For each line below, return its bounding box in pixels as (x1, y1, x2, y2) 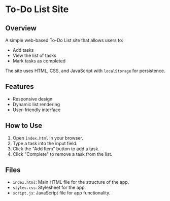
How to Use (5, 121, 43, 130)
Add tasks (12, 47, 34, 53)
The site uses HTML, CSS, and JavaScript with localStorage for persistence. (5, 68, 165, 74)
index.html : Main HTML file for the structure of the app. (12, 179, 129, 185)
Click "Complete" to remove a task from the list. (12, 151, 113, 157)
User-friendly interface (12, 107, 61, 113)
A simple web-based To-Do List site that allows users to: (5, 37, 123, 43)
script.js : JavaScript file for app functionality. (12, 190, 111, 196)
